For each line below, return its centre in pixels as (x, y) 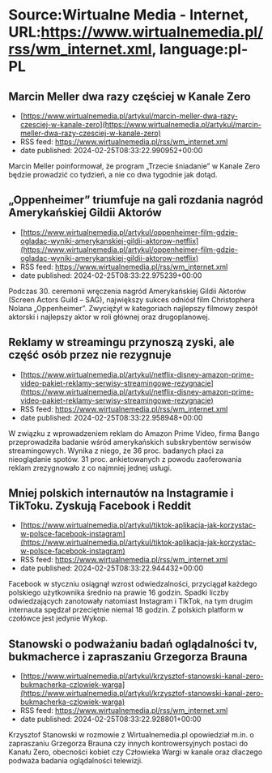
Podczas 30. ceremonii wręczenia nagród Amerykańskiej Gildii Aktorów (127, 291)
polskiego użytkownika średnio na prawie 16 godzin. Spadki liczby (119, 592)
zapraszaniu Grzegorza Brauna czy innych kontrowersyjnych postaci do (128, 744)
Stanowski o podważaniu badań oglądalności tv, (133, 644)
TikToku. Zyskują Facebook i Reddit (100, 506)
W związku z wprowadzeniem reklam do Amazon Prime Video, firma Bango (134, 433)
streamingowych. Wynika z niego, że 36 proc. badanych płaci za (116, 451)
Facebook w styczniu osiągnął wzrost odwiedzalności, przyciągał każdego (133, 584)
